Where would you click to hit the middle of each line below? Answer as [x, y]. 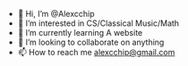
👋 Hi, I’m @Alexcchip [56, 14]
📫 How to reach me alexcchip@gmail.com [96, 52]
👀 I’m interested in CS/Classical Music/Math [98, 23]
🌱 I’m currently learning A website [80, 33]
